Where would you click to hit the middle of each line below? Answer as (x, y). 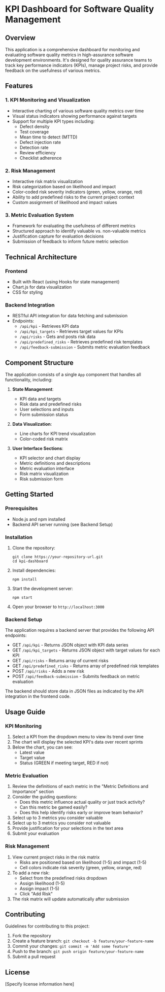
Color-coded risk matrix (44, 439)
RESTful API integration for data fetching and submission (70, 316)
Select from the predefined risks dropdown (63, 878)
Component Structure (39, 362)
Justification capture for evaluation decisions (58, 236)
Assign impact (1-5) (39, 889)
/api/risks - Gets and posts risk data (58, 337)
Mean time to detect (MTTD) (49, 137)
